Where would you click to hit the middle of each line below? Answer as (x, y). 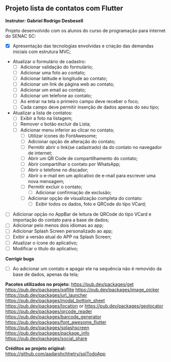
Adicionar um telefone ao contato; (56, 96)
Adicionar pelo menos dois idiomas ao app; (58, 225)
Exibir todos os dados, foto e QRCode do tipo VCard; (91, 204)
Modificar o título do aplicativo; (45, 248)
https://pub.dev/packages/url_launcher (46, 295)
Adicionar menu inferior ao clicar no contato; (67, 130)
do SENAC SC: (21, 36)
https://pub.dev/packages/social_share (46, 338)
